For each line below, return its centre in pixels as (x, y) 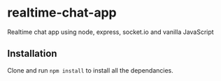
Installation (32, 54)
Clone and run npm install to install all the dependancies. (90, 70)
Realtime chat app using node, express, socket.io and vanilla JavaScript (111, 32)
